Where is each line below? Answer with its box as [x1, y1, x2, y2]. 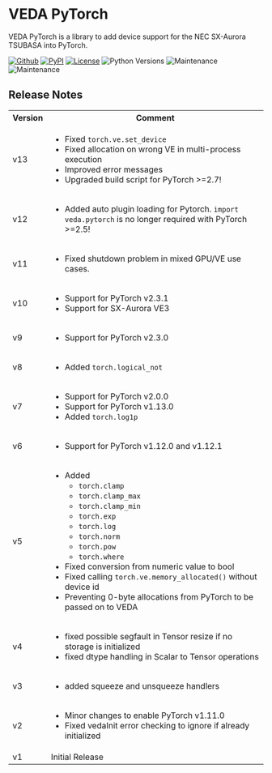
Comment [135, 112, 176, 123]
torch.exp [78, 511, 117, 521]
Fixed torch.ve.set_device [64, 133, 167, 144]
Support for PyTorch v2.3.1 [64, 293, 169, 304]
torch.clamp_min [78, 502, 142, 510]
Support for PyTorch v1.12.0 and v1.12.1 [64, 440, 223, 451]
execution [64, 153, 103, 164]
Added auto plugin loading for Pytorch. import [64, 203, 239, 215]
